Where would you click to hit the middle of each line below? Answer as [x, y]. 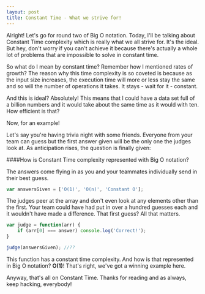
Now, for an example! [33, 123]
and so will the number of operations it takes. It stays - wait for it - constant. [102, 86]
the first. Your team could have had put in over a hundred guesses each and [102, 207]
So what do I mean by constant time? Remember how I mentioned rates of [100, 66]
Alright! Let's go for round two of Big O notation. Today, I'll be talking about [101, 35]
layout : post [23, 12]
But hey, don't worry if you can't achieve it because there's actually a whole [102, 48]
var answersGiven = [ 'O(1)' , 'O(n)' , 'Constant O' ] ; [75, 189]
